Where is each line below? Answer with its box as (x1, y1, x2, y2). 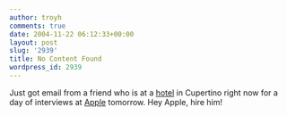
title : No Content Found (9, 54, 102, 63)
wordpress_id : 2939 (9, 63, 83, 72)
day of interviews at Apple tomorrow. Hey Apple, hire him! (9, 96, 222, 107)
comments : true (9, 21, 66, 30)
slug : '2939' (9, 46, 58, 55)
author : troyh (9, 12, 63, 22)
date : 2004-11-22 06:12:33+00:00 (9, 29, 135, 38)
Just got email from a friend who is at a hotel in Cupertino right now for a (9, 87, 278, 98)
